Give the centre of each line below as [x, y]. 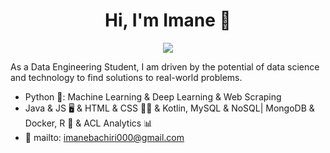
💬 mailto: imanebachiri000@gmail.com [104, 137]
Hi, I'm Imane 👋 [168, 20]
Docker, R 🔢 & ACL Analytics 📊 [88, 123]
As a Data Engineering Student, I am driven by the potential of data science [165, 66]
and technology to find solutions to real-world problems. [126, 77]
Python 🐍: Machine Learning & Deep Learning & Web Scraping [153, 96]
